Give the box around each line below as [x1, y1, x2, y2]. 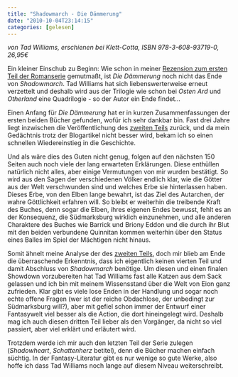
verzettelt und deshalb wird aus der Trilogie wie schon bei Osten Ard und [7, 87, 222, 96]
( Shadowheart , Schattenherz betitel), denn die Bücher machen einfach [7, 346, 215, 355]
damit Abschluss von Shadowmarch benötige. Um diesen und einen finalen [7, 265, 228, 273]
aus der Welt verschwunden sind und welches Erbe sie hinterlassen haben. [7, 183, 227, 191]
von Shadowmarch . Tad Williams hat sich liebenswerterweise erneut [7, 80, 208, 88]
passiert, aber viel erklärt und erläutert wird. [7, 325, 136, 334]
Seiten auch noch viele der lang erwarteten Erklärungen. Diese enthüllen [7, 160, 220, 169]
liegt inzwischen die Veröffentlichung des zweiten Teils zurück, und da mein [7, 124, 229, 132]
